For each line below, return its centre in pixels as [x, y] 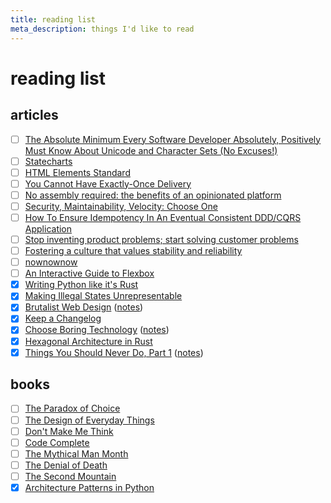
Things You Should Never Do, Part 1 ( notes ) [114, 352]
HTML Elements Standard [77, 172]
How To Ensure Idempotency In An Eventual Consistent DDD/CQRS [163, 217]
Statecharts [48, 161]
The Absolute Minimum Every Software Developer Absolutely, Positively [173, 139]
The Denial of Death [66, 465]
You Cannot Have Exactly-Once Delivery [108, 183]
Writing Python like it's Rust [81, 285]
